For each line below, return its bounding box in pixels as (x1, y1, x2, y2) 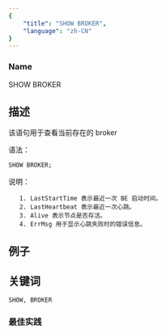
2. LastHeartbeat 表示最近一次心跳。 (19, 203, 136, 211)
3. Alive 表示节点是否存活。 (19, 212, 107, 220)
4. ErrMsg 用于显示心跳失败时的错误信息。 (19, 220, 147, 229)
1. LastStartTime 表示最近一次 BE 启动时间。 (19, 195, 162, 203)
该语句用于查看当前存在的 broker (8, 128, 117, 137)
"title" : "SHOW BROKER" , (23, 19, 107, 27)
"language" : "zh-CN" (23, 27, 92, 35)
